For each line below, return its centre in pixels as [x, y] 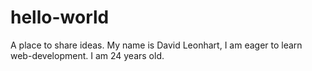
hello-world [60, 17]
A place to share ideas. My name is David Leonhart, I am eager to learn [156, 45]
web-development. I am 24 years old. [87, 55]
